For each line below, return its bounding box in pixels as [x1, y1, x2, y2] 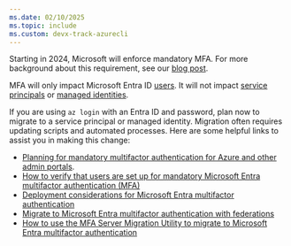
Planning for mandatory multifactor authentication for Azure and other [21, 152, 277, 163]
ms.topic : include [9, 21, 77, 30]
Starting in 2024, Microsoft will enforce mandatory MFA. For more [9, 54, 249, 65]
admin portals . [21, 161, 75, 173]
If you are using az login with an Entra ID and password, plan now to [9, 107, 260, 118]
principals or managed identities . [9, 89, 129, 100]
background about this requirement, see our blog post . [9, 63, 209, 73]
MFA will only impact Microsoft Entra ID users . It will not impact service [9, 81, 268, 91]
